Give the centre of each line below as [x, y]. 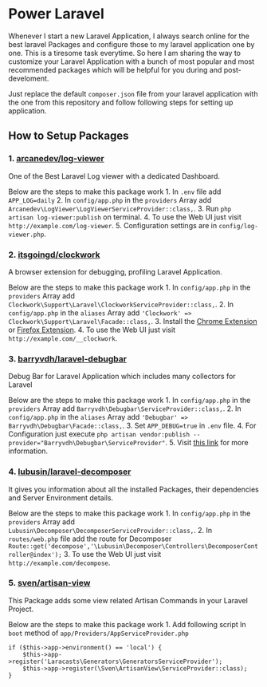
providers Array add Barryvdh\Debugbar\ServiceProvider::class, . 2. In [125, 409]
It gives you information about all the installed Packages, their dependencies [133, 489]
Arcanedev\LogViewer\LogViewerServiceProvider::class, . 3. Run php [120, 208]
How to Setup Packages [69, 136]
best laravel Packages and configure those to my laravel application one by [132, 44]
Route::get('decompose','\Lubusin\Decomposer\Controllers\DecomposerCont [133, 546]
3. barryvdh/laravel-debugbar [68, 358]
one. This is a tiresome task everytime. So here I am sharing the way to [125, 53]
